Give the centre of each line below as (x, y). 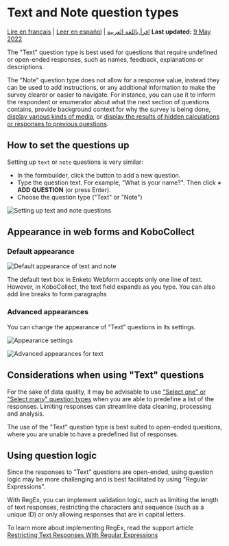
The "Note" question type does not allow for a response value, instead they (113, 80)
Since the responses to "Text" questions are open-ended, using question (110, 472)
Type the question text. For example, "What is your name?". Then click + (119, 182)
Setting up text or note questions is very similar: (75, 162)
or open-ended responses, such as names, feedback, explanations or (105, 59)
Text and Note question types (93, 13)
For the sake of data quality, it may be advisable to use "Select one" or (107, 392)
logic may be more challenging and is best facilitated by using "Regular (107, 479)
